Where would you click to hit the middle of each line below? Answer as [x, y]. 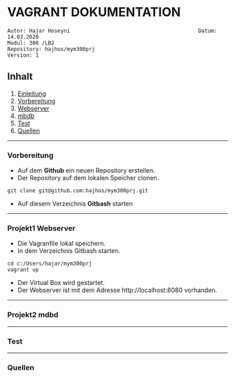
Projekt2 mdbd [33, 315]
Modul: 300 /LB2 [31, 43]
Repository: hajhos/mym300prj [51, 49]
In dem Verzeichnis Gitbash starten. [69, 251]
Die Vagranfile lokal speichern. [62, 243]
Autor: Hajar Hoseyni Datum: [112, 31]
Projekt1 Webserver [41, 228]
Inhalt [20, 77]
